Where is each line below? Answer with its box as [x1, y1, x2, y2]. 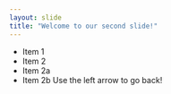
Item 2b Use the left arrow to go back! [21, 74, 163, 85]
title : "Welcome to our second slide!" [9, 21, 158, 30]
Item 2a [21, 64, 51, 76]
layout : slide [9, 13, 63, 22]
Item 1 [21, 46, 45, 56]
